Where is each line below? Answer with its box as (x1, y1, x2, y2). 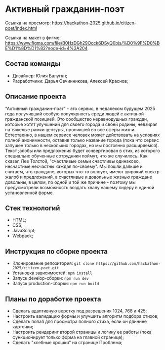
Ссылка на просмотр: (5, 20, 51, 26)
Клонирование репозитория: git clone (12, 260, 94, 266)
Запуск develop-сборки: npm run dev (12, 275, 89, 281)
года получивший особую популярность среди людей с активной (5, 110, 144, 117)
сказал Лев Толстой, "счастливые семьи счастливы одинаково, (5, 158, 140, 164)
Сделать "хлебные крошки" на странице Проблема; (12, 340, 123, 345)
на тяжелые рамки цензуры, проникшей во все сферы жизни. (5, 126, 136, 132)
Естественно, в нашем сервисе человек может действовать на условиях (5, 132, 160, 138)
